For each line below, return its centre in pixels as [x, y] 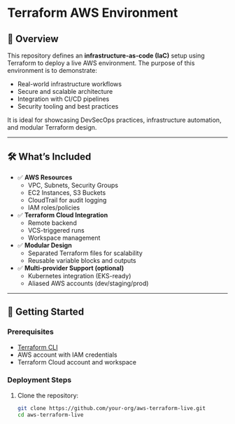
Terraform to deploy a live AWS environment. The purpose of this [101, 63]
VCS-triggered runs [56, 230]
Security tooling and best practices [68, 106]
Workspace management [64, 238]
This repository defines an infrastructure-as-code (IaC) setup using [106, 55]
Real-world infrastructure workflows [70, 84]
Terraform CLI [37, 347]
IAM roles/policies [54, 207]
